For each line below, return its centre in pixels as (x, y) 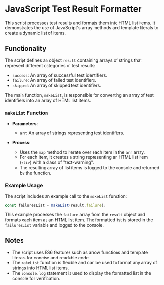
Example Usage (24, 185)
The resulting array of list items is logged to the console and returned (89, 168)
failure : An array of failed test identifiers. (54, 80)
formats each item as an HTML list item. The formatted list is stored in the (79, 220)
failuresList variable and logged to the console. (55, 225)
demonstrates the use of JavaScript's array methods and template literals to (82, 27)
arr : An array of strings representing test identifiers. (72, 133)
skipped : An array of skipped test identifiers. (57, 85)
